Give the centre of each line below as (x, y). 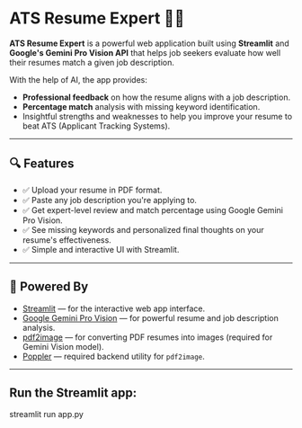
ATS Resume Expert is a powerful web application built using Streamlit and (149, 43)
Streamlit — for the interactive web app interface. (114, 308)
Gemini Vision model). (63, 346)
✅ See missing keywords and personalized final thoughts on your (143, 229)
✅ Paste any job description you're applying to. (110, 200)
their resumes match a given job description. (92, 62)
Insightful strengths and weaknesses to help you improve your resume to (157, 116)
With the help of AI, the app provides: (79, 79)
